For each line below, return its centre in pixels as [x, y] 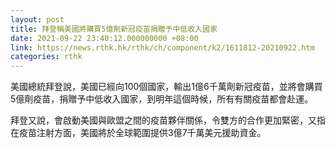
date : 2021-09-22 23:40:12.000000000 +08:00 [104, 38]
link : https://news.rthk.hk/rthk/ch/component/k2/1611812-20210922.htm [162, 47]
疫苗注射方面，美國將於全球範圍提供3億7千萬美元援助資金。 [142, 133]
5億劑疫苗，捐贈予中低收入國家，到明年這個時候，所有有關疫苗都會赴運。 [162, 99]
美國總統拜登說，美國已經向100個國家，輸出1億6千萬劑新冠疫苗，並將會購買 [166, 87]
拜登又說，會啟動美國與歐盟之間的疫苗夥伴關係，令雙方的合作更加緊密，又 [163, 120]
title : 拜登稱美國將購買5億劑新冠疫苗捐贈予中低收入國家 [114, 29]
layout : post [37, 19]
